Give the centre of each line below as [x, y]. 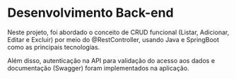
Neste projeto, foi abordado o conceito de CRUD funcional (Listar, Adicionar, [118, 32]
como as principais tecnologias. [54, 47]
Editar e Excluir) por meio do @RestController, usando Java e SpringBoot [113, 39]
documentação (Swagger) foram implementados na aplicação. [98, 68]
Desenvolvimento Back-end [91, 13]
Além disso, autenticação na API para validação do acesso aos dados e [111, 60]
